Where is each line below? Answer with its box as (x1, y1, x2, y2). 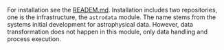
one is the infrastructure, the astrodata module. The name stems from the (7, 13, 216, 21)
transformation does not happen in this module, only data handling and (7, 27, 208, 36)
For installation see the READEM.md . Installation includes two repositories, (7, 6, 218, 14)
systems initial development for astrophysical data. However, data (7, 21, 194, 28)
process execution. (7, 35, 62, 43)
